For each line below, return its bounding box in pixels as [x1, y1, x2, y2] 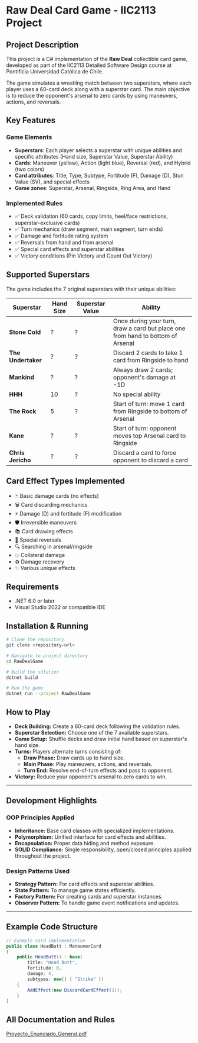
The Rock [9, 407, 37, 415]
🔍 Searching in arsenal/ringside [14, 543, 93, 550]
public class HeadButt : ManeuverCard [6, 943, 101, 949]
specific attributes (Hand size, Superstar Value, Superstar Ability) [14, 153, 173, 160]
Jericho [9, 456, 31, 464]
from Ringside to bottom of [113, 407, 187, 415]
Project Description [6, 40, 79, 50]
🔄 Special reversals [14, 536, 62, 543]
